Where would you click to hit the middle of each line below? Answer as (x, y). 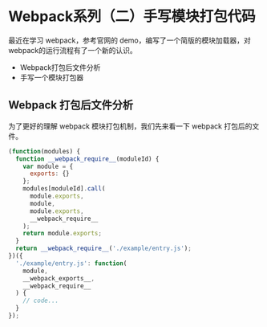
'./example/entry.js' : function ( (71, 263)
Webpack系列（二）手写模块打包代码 (132, 16)
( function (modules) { (44, 151)
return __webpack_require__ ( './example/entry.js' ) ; (104, 249)
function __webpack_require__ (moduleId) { (87, 159)
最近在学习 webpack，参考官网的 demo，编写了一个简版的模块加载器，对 (129, 40)
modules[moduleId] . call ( (64, 189)
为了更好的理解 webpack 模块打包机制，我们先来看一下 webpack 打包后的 (130, 126)
